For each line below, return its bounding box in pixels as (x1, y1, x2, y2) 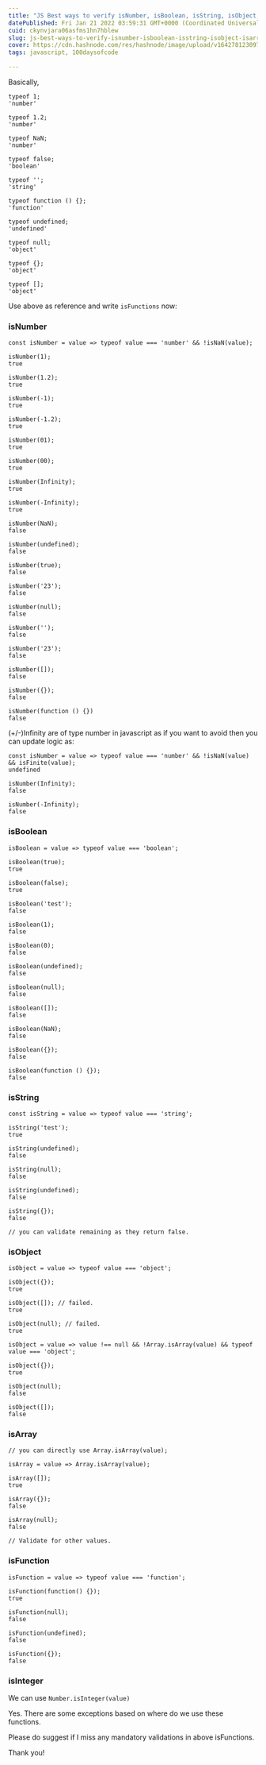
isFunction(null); (8, 1608, 69, 1616)
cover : (8, 41, 30, 49)
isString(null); (8, 1165, 62, 1173)
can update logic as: (8, 736, 75, 747)
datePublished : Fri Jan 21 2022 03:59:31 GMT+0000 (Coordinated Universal (8, 19, 260, 27)
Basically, (8, 77, 40, 87)
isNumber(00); (8, 458, 55, 465)
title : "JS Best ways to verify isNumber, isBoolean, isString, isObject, (8, 11, 260, 20)
